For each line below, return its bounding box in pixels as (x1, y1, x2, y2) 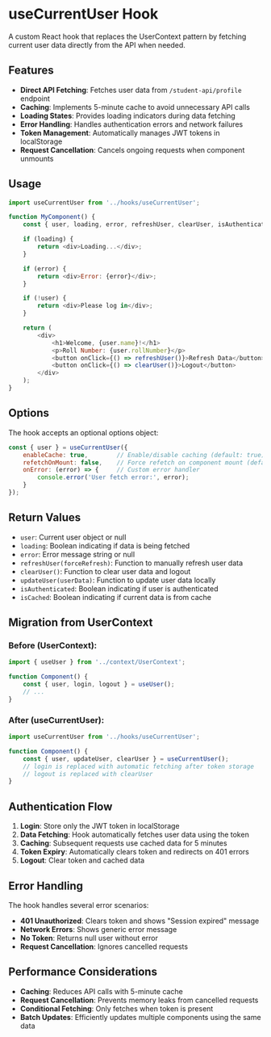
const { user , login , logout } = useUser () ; (23, 680, 175, 689)
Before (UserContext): (8, 640, 98, 651)
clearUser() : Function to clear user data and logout (19, 566, 191, 576)
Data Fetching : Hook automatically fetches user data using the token (19, 829, 250, 840)
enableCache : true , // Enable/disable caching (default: (23, 451, 244, 459)
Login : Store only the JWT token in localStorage (19, 821, 180, 831)
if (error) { (23, 264, 67, 273)
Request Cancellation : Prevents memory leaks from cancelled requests (19, 995, 259, 1005)
